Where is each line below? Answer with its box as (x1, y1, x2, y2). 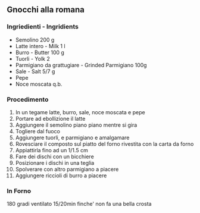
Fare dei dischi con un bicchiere (15, 153, 94, 160)
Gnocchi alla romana (7, 5, 85, 15)
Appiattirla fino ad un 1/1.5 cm (15, 146, 88, 154)
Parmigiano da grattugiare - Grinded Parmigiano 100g (15, 61, 148, 68)
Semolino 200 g (15, 36, 55, 43)
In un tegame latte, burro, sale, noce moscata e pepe (15, 108, 145, 115)
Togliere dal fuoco (15, 127, 60, 134)
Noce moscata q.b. (15, 80, 62, 87)
